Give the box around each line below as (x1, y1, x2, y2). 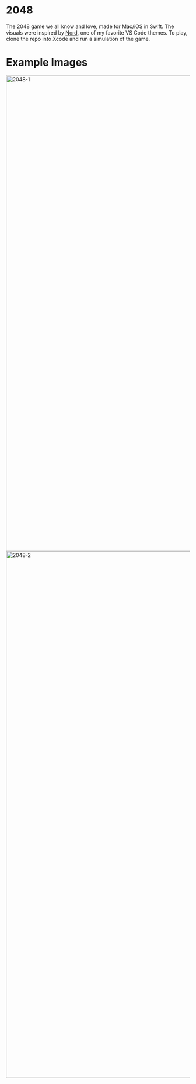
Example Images (6, 56, 88, 69)
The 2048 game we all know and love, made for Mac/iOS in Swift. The (6, 23, 174, 30)
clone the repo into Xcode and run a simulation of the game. (6, 35, 150, 42)
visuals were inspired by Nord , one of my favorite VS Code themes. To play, (6, 29, 188, 36)
